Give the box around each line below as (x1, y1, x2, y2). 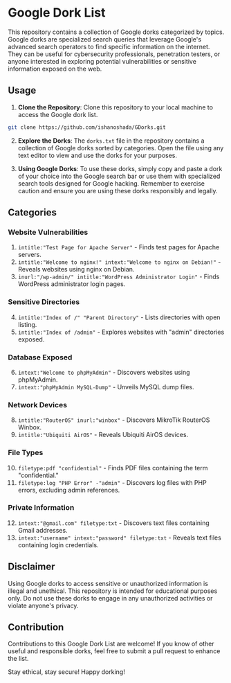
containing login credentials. (17, 540, 99, 549)
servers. (17, 251, 42, 259)
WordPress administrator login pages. (17, 280, 126, 288)
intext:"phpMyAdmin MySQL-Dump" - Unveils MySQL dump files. (17, 382, 194, 391)
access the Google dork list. (17, 110, 98, 118)
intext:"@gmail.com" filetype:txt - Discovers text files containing (17, 518, 210, 527)
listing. (17, 320, 37, 328)
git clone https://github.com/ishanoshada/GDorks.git (8, 123, 167, 131)
